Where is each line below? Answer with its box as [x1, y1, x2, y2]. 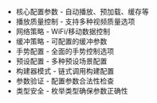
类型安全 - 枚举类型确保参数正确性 [15, 86, 129, 95]
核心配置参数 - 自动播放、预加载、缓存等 [15, 7, 150, 16]
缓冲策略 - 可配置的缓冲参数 [15, 36, 108, 46]
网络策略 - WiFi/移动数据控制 [15, 27, 110, 36]
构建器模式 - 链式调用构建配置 [15, 67, 115, 75]
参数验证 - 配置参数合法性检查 [15, 76, 115, 86]
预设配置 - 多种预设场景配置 [15, 56, 108, 66]
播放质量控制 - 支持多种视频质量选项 [15, 17, 135, 26]
